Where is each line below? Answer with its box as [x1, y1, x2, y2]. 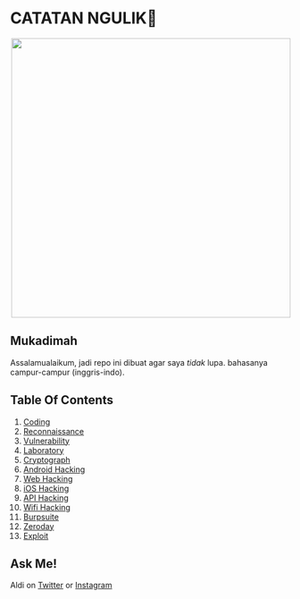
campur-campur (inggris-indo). [10, 367, 125, 377]
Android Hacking [22, 464, 86, 475]
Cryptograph [22, 454, 71, 465]
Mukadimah [10, 333, 79, 349]
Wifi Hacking [22, 502, 71, 512]
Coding [22, 416, 51, 427]
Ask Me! [10, 556, 57, 571]
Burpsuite [22, 511, 59, 522]
